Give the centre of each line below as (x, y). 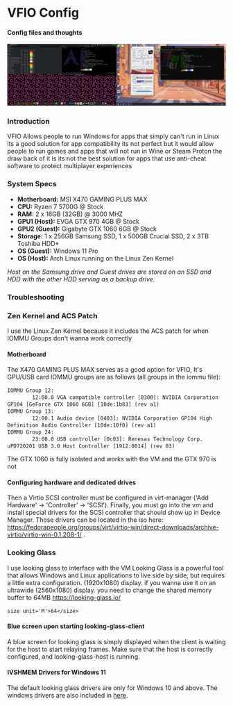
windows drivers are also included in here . (68, 696)
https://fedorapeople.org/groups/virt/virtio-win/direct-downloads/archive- (113, 527)
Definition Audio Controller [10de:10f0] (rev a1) (82, 425)
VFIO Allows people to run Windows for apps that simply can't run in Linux (113, 136)
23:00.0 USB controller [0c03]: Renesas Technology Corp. (118, 439)
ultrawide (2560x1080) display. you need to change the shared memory (110, 590)
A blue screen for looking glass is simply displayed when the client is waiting (116, 641)
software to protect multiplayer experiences (70, 166)
